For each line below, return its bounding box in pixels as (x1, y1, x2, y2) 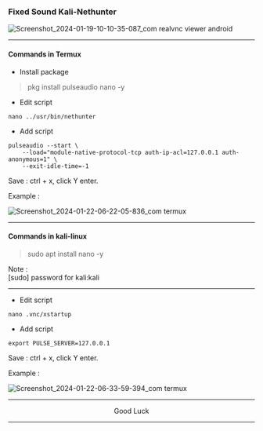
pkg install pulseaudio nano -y (27, 82, 125, 92)
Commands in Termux (8, 49, 82, 59)
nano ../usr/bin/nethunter (8, 112, 96, 120)
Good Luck (113, 406, 150, 415)
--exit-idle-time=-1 (22, 162, 89, 170)
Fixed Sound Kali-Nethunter (8, 6, 117, 17)
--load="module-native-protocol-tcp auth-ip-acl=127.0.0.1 (22, 148, 219, 156)
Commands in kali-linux (8, 232, 88, 241)
